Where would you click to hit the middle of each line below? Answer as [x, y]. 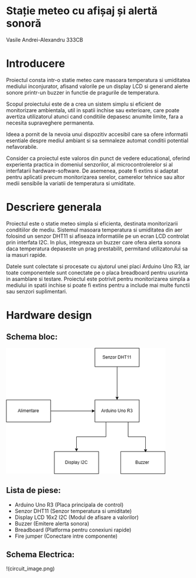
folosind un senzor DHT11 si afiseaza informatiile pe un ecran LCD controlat [98, 236]
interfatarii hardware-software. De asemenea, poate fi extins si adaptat [92, 171]
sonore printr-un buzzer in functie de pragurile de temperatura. [83, 92]
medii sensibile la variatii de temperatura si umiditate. [71, 183]
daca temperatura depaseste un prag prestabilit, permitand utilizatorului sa [97, 249]
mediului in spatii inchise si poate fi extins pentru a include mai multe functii [98, 285]
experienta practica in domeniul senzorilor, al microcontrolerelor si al [89, 164]
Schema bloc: [32, 337]
